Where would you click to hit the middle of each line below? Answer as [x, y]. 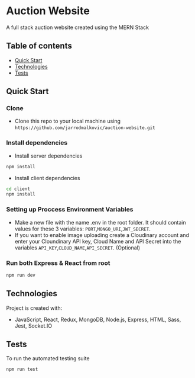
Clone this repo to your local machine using [68, 121]
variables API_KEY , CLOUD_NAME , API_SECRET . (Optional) [77, 248]
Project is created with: [34, 308]
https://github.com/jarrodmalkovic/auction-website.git [85, 128]
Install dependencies [37, 143]
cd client [18, 189]
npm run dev [21, 275]
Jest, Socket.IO [33, 326]
